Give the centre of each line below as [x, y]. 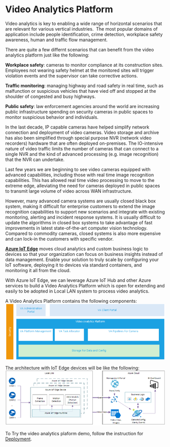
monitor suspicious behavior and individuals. [52, 117]
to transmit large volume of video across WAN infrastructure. [69, 191]
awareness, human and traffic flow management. [57, 40]
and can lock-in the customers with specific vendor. [60, 239]
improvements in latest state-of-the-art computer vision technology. [77, 228]
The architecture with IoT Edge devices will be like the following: [72, 367]
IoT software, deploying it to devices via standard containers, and [74, 265]
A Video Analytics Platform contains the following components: [71, 301]
